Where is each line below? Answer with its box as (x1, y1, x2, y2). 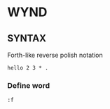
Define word (7, 80, 50, 90)
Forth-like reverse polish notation (7, 51, 103, 59)
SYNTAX (7, 32, 47, 44)
